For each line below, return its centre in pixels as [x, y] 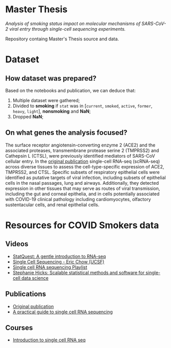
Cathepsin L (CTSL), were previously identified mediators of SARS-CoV [80, 156]
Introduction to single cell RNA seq [49, 340]
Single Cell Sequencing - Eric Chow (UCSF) [58, 262]
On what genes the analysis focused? [66, 133]
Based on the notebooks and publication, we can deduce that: [71, 90]
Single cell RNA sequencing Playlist [50, 267]
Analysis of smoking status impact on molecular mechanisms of [73, 23]
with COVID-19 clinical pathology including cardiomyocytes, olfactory [78, 199]
